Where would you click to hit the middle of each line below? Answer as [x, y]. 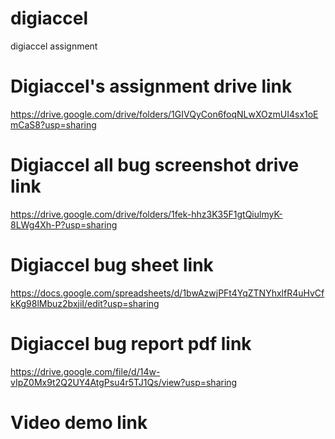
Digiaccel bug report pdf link [131, 343]
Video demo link [79, 422]
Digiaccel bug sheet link [112, 265]
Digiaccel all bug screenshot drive [155, 165]
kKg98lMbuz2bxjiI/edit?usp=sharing [85, 303]
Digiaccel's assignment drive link [151, 86]
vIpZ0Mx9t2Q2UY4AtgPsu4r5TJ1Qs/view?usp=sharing [124, 382]
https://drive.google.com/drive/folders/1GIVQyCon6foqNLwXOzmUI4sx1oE [164, 114]
